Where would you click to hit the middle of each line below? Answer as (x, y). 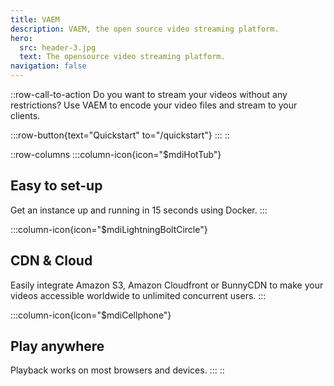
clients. (25, 115)
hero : (21, 38)
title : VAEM (35, 19)
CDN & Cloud (51, 261)
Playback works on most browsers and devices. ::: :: (117, 370)
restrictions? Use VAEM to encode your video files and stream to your (154, 105)
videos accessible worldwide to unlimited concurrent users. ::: (138, 295)
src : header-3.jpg (58, 47)
